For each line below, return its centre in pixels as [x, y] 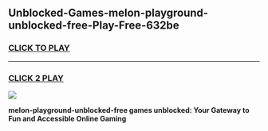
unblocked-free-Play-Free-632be [94, 26]
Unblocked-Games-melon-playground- [108, 13]
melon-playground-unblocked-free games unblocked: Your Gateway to [129, 110]
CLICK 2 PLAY [36, 78]
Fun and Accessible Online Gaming [67, 118]
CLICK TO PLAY [39, 48]
